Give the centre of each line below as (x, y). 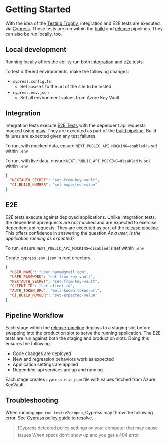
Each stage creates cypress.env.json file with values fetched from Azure (80, 379)
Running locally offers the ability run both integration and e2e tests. (75, 62)
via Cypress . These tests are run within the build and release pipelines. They (84, 28)
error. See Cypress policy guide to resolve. (49, 418)
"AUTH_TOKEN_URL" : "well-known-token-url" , (56, 291)
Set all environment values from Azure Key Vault (70, 97)
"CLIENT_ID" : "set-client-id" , (42, 286)
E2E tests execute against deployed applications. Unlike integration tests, (81, 217)
